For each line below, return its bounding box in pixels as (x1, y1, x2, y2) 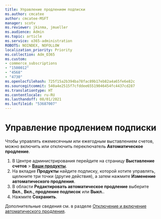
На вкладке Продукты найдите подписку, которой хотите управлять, (12, 168, 156, 174)
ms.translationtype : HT (5, 88, 53, 93)
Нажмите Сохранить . (12, 194, 57, 200)
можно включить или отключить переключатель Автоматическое (5, 143, 144, 149)
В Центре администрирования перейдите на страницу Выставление (12, 158, 155, 163)
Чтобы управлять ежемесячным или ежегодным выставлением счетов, (5, 138, 154, 144)
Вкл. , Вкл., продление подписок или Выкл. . (12, 189, 105, 194)
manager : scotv (5, 20, 36, 26)
